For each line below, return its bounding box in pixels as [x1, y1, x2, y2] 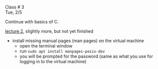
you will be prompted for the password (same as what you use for [19, 53, 154, 59]
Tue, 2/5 [5, 9, 22, 15]
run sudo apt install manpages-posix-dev [19, 48, 105, 54]
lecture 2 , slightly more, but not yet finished [5, 28, 94, 34]
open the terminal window [19, 43, 73, 48]
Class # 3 [5, 4, 25, 10]
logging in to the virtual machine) [19, 59, 87, 64]
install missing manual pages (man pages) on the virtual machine [12, 38, 144, 44]
